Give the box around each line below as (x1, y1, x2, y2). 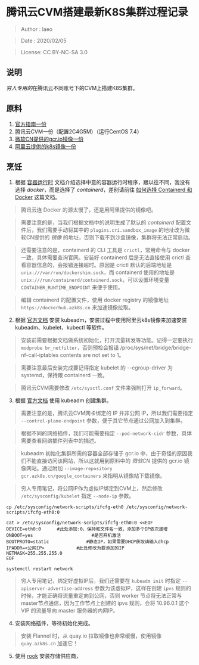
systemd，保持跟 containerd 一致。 (20, 372, 108, 379)
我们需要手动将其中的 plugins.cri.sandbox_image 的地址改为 (36, 226, 185, 234)
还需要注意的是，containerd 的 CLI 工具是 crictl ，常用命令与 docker (20, 247, 190, 254)
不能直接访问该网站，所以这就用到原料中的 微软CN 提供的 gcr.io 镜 (26, 457, 189, 465)
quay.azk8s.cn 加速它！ (20, 640, 79, 647)
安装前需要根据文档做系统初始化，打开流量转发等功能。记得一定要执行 (20, 337, 194, 344)
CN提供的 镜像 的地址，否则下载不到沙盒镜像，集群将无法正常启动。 (26, 234, 194, 241)
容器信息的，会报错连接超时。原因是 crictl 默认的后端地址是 (26, 262, 172, 269)
